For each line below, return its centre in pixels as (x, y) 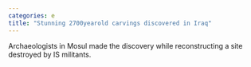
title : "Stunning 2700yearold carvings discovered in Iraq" (110, 23)
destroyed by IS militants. (50, 54)
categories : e (32, 16)
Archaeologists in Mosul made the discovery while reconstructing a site (125, 45)
